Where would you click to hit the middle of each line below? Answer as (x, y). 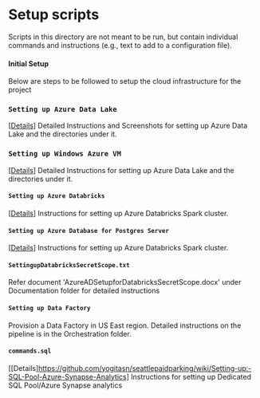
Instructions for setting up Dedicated (191, 376)
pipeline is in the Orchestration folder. (70, 333)
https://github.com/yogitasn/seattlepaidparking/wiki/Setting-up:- (145, 368)
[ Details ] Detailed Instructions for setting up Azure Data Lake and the (122, 170)
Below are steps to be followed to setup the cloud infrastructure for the (125, 81)
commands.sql (30, 351)
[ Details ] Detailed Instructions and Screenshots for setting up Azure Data (128, 126)
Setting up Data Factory (49, 308)
